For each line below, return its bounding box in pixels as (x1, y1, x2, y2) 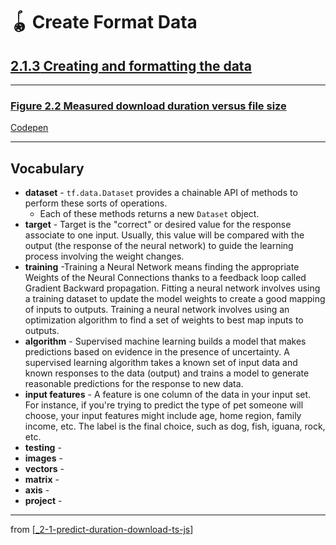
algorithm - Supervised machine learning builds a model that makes (24, 335, 307, 348)
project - (24, 495, 63, 507)
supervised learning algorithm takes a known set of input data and (24, 357, 298, 369)
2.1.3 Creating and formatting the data (10, 57, 252, 74)
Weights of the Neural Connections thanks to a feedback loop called (24, 272, 307, 284)
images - (24, 452, 63, 464)
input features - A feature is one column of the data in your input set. (24, 389, 312, 401)
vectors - (24, 463, 65, 475)
